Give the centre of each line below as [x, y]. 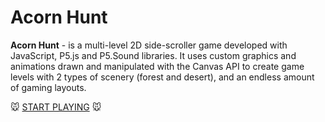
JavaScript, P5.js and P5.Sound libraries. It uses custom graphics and [153, 55]
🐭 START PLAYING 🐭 [56, 107]
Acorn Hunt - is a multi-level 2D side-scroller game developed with [149, 45]
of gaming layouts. [48, 87]
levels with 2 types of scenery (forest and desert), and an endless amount [162, 77]
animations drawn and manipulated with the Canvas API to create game [157, 66]
